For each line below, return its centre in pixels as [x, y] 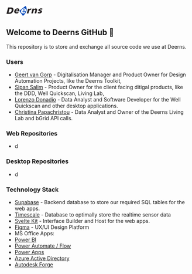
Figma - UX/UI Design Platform [52, 227]
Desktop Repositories [37, 161]
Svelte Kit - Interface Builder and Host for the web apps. [82, 221]
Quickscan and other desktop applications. [66, 106]
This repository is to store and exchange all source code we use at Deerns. [96, 46]
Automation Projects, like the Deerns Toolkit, [68, 81]
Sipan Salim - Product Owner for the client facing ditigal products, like [99, 87]
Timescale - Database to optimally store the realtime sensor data [93, 214]
